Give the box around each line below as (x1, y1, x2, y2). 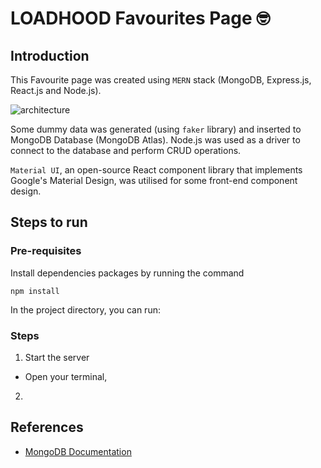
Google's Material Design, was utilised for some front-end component (10, 175, 298, 186)
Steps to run (10, 214, 88, 231)
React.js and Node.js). (10, 85, 102, 96)
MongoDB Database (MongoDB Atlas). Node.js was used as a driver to (10, 134, 301, 146)
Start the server (24, 351, 90, 363)
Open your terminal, (24, 370, 108, 382)
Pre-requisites (10, 244, 82, 258)
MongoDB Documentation (24, 445, 132, 457)
